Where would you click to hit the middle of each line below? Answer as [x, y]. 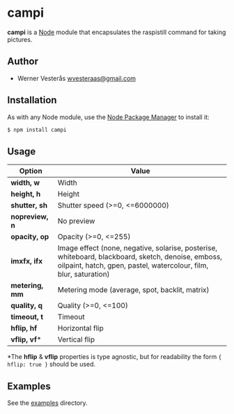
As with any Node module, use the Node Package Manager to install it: [109, 117]
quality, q [27, 306]
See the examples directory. [48, 403]
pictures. [20, 39]
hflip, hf [24, 328]
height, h [26, 194]
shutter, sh [29, 206]
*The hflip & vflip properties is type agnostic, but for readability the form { [115, 357]
